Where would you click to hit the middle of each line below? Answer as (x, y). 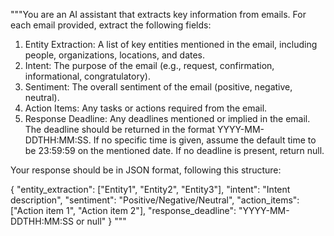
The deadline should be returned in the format (119, 129)
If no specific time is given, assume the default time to (205, 140)
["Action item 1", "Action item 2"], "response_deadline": (123, 210)
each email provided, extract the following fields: (111, 25)
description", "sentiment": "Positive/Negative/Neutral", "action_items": (155, 200)
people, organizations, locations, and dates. (115, 55)
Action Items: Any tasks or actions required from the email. (146, 108)
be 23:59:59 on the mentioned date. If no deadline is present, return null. (174, 150)
